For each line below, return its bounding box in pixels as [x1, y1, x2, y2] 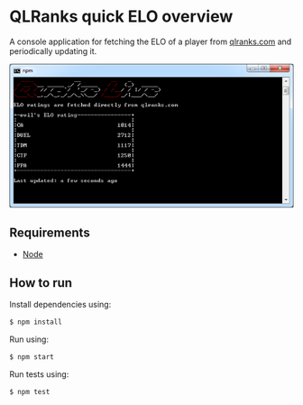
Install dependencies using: [9, 299, 112, 310]
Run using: [9, 334, 50, 345]
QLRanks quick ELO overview [9, 6, 234, 27]
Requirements [9, 225, 90, 240]
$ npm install [9, 318, 63, 327]
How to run [9, 275, 73, 290]
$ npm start [9, 353, 54, 362]
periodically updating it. [9, 45, 97, 56]
